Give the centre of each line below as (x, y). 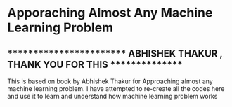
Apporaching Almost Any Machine (110, 13)
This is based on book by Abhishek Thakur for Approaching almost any (110, 81)
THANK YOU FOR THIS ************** (95, 64)
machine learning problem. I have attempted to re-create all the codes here (116, 88)
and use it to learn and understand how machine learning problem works (112, 96)
